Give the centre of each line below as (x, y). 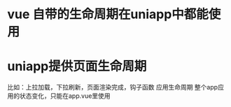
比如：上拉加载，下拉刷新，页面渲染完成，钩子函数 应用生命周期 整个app (113, 87)
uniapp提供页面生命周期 (77, 66)
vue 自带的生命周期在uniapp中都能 (108, 14)
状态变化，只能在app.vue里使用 (65, 96)
